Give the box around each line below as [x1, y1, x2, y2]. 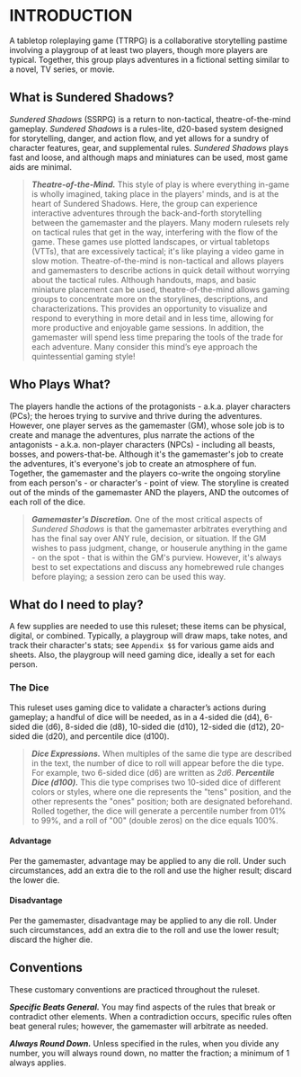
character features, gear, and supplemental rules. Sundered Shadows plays [9, 142, 289, 153]
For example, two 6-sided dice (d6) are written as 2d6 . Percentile [31, 767, 275, 778]
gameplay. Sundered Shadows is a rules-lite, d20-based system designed [9, 123, 284, 134]
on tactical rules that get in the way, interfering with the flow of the [31, 227, 279, 237]
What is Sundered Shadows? [9, 90, 174, 105]
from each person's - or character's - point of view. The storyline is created [9, 477, 289, 488]
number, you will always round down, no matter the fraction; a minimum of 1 [9, 1047, 290, 1058]
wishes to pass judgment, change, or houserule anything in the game [31, 542, 288, 553]
